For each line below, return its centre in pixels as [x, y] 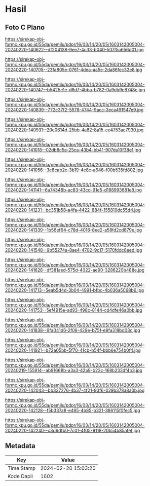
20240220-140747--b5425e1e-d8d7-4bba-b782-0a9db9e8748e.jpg [75, 90]
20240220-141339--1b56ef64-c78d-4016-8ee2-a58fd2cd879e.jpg [74, 230]
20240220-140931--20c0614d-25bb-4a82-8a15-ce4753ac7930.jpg [75, 130]
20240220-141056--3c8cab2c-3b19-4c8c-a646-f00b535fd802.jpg [74, 170]
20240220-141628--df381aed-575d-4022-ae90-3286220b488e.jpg [75, 270]
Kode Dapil [20, 476]
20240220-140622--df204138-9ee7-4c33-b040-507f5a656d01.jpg [75, 50]
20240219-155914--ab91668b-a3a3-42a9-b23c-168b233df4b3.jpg [74, 370]
